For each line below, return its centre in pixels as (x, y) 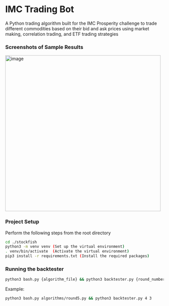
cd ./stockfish (21, 242)
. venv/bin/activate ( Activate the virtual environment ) (67, 251)
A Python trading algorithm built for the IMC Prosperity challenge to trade (81, 23)
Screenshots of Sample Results (44, 47)
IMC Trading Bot (40, 9)
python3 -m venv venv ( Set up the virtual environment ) (65, 247)
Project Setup (22, 222)
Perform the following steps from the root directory (58, 233)
